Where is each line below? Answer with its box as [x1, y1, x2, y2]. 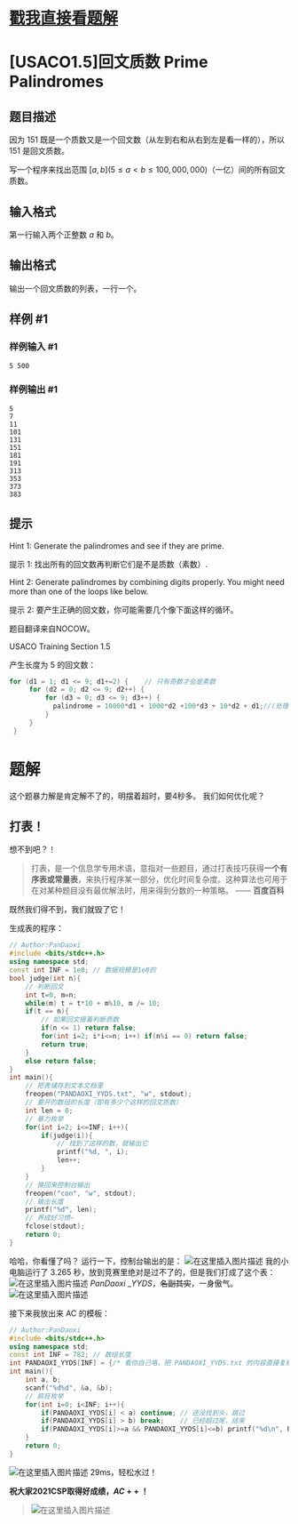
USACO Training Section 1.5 [9, 641, 111, 652]
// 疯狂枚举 [25, 1392, 64, 1400]
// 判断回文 [25, 982, 64, 991]
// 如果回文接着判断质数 [41, 1015, 120, 1024]
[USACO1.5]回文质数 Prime [9, 52, 208, 72]
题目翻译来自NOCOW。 [9, 623, 95, 634]
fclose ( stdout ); [25, 1222, 86, 1231]
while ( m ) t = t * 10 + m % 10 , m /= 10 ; [25, 999, 161, 1007]
